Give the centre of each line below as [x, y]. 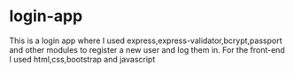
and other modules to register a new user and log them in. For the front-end [147, 49]
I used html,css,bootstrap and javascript [82, 59]
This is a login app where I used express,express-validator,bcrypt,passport [146, 40]
